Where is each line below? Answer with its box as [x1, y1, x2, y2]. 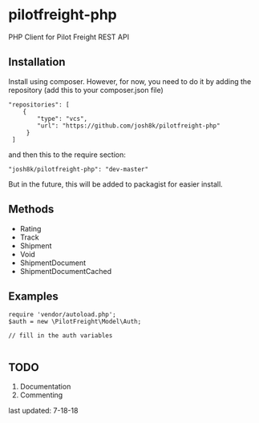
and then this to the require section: [8, 150, 126, 159]
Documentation [19, 382, 71, 392]
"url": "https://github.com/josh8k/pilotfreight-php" [37, 122, 221, 130]
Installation [8, 55, 66, 69]
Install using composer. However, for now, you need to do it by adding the [8, 76, 252, 86]
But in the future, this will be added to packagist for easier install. [8, 179, 223, 189]
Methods [8, 203, 55, 216]
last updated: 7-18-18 [8, 406, 79, 416]
